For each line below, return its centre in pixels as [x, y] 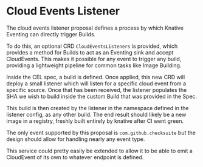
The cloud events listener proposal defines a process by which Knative [95, 28]
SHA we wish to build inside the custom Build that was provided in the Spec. [102, 96]
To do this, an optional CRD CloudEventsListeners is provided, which [92, 46]
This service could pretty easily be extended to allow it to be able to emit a [99, 151]
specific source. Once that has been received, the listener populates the [97, 90]
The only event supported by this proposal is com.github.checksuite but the [101, 133]
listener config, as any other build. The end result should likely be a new [96, 114]
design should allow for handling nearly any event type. [76, 139]
